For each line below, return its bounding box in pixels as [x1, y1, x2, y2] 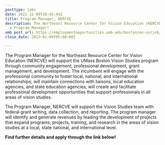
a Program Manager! [9, 26, 50, 30]
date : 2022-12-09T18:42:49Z [5, 12, 63, 17]
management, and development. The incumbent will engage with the [5, 68, 144, 74]
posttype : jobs [5, 7, 36, 12]
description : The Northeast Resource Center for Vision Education [5, 21, 144, 26]
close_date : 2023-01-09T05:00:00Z [5, 35, 76, 40]
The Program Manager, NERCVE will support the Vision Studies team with [5, 104, 154, 110]
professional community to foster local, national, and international [5, 73, 138, 79]
